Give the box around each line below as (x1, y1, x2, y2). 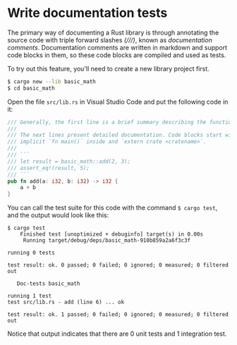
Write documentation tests (7, 5, 168, 21)
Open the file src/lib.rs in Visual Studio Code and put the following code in (7, 97, 229, 106)
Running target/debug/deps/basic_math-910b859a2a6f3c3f (23, 237, 191, 244)
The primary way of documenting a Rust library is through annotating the (7, 28, 219, 37)
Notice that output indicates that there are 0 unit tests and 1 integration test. (7, 329, 227, 338)
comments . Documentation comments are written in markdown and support (7, 43, 228, 52)
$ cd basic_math (7, 85, 55, 92)
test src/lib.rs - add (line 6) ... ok (7, 298, 125, 306)
